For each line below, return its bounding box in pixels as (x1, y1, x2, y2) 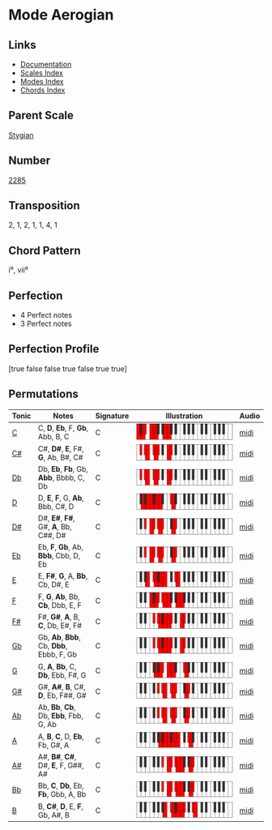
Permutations (8, 387, 79, 401)
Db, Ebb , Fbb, (37, 711, 83, 721)
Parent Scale (8, 109, 74, 122)
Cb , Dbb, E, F (37, 600, 83, 610)
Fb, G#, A (37, 740, 70, 750)
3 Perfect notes (19, 319, 73, 329)
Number (8, 154, 51, 168)
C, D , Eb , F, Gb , (37, 423, 89, 433)
